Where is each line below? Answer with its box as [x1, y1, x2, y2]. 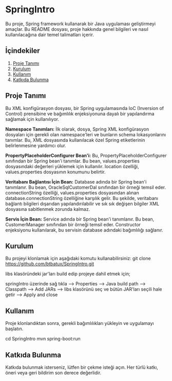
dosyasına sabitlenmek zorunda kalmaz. [5, 206, 90, 212]
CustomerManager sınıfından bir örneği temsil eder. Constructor [5, 221, 141, 227]
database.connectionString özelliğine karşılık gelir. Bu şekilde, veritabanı [5, 195, 158, 201]
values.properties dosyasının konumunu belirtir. [5, 169, 106, 175]
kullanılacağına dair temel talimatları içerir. [5, 31, 94, 38]
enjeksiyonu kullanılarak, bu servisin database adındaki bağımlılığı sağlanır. [5, 227, 163, 233]
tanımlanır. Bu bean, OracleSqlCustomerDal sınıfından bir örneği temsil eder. [5, 184, 166, 190]
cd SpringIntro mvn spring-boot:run [5, 336, 81, 342]
